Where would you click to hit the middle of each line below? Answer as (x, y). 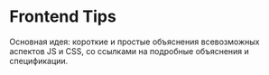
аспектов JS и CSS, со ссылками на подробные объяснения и (130, 51)
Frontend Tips (63, 17)
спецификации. (39, 61)
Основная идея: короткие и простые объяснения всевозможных (134, 42)
